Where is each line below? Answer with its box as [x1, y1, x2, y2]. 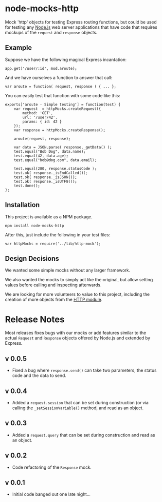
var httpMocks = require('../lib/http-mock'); [5, 241, 101, 246]
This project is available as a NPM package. [5, 213, 92, 220]
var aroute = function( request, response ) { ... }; [5, 84, 117, 89]
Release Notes [5, 314, 65, 325]
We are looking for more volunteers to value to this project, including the [5, 292, 150, 297]
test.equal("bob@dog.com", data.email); [14, 157, 97, 163]
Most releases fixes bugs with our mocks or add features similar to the [5, 330, 146, 336]
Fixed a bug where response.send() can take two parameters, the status [12, 367, 157, 374]
